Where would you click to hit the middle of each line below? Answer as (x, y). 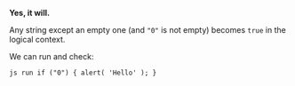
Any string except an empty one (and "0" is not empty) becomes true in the (147, 30)
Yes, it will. (30, 13)
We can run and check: (52, 56)
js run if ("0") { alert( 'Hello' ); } (83, 73)
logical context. (37, 39)
